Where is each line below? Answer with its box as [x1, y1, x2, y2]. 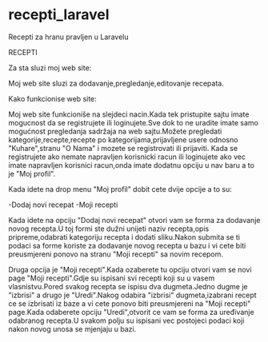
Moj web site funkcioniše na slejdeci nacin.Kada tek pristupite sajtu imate [8, 109, 250, 119]
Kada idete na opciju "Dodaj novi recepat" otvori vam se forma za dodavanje [8, 215, 261, 225]
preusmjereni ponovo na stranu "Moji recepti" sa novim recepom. [8, 249, 224, 259]
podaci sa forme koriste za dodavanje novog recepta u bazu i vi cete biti [8, 241, 246, 250]
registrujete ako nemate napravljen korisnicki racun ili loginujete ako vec [8, 152, 246, 161]
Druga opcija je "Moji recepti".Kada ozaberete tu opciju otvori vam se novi [8, 264, 252, 274]
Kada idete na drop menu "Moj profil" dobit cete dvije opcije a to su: [8, 184, 232, 193]
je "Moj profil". [8, 169, 56, 178]
